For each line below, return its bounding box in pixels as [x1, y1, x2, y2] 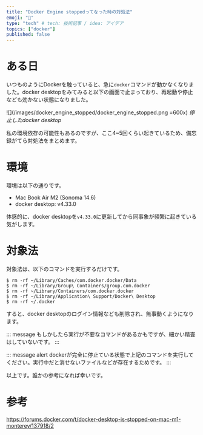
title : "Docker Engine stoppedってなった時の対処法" [6, 9, 133, 15]
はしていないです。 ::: [6, 338, 59, 345]
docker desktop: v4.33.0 [15, 200, 77, 207]
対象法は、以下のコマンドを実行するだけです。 [6, 265, 123, 272]
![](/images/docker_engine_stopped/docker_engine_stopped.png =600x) [6, 109, 188, 116]
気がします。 [6, 221, 38, 228]
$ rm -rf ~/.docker [6, 298, 56, 304]
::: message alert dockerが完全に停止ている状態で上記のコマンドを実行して [6, 351, 194, 358]
